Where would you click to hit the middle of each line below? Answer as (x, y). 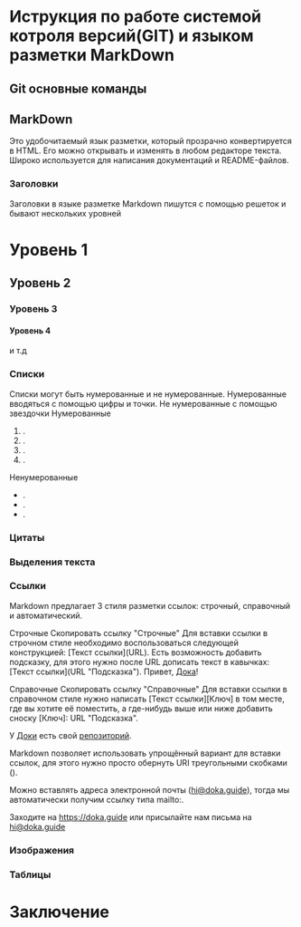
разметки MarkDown (92, 55)
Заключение (60, 912)
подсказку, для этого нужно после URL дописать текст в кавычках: (139, 661)
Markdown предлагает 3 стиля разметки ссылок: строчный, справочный (150, 605)
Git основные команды (78, 88)
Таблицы (30, 874)
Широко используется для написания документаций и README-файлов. (149, 160)
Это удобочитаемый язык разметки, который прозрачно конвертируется (150, 141)
